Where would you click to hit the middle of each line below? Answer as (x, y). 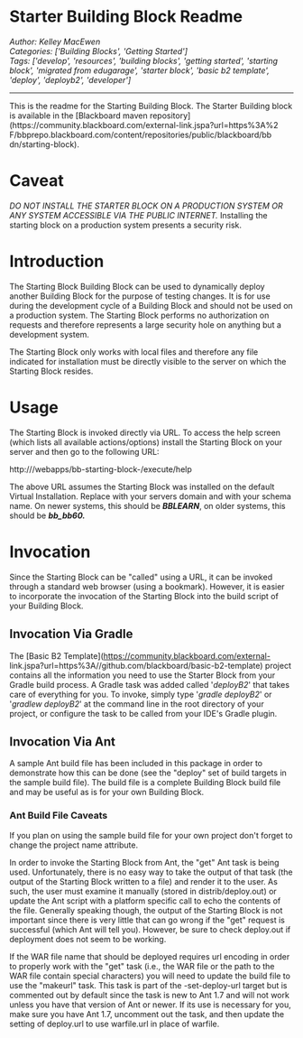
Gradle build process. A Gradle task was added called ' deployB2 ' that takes (150, 684)
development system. (50, 334)
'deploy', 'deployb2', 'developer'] (70, 79)
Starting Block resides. (51, 371)
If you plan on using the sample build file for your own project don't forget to (151, 835)
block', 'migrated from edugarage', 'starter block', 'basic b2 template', (140, 70)
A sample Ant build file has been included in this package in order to (136, 764)
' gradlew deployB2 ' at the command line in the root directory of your (137, 704)
